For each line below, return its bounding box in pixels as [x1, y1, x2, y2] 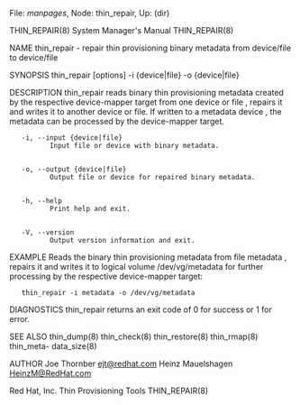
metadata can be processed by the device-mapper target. [9, 116, 225, 126]
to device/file [9, 52, 59, 62]
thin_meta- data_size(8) [9, 341, 97, 351]
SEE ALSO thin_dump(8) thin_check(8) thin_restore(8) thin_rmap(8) [9, 331, 259, 342]
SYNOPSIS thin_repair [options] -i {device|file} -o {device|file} [9, 69, 241, 80]
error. [9, 314, 30, 324]
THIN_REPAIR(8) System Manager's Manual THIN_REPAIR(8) [9, 25, 234, 35]
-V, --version [21, 228, 75, 237]
